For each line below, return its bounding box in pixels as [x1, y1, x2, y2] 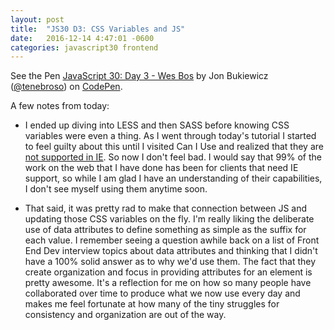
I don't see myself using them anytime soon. [24, 183, 208, 195]
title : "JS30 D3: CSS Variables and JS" [10, 24, 186, 34]
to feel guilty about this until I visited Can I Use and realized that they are [24, 141, 324, 153]
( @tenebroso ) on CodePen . [10, 81, 123, 93]
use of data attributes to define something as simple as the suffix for [24, 224, 307, 236]
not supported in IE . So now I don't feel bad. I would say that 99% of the [24, 151, 323, 163]
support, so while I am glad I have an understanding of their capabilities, [24, 172, 323, 185]
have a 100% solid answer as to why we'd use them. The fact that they [24, 256, 317, 268]
